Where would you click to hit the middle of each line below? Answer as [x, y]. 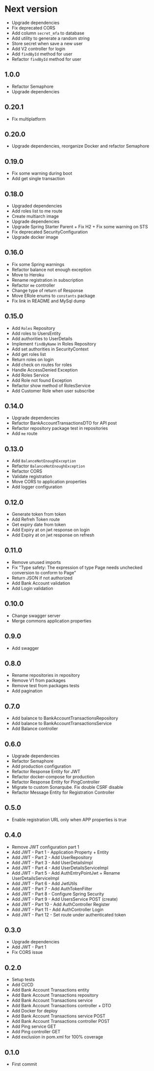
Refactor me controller [33, 285]
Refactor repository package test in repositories [60, 428]
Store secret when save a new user [47, 43]
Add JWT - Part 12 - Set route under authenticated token [69, 914]
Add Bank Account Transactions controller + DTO [61, 1006]
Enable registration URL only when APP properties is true [69, 819]
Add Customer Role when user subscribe [53, 391]
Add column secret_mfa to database [48, 33]
